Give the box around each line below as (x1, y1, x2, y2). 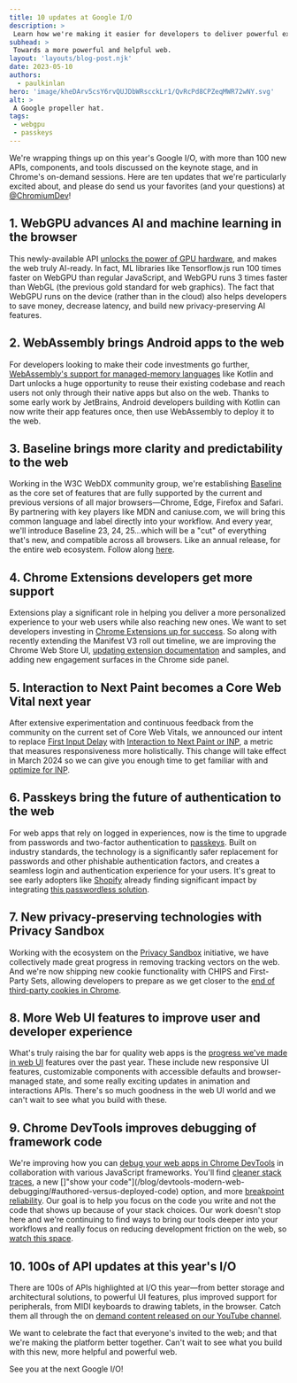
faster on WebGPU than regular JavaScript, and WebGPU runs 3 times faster (9, 272, 288, 283)
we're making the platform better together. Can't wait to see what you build (9, 1337, 283, 1348)
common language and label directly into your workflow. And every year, (9, 516, 273, 527)
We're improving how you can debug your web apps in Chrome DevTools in (9, 1158, 285, 1169)
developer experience (9, 1024, 133, 1039)
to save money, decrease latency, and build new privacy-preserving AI (9, 300, 266, 311)
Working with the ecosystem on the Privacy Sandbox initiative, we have (9, 947, 270, 958)
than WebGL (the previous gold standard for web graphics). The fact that (9, 281, 275, 292)
